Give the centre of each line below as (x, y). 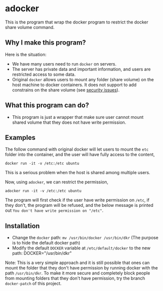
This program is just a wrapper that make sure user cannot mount (78, 117)
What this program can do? (47, 105)
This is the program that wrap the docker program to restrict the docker (77, 22)
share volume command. (30, 27)
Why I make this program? (45, 43)
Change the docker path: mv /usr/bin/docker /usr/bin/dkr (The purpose (85, 238)
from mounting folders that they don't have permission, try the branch (75, 278)
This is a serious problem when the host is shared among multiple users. (78, 173)
